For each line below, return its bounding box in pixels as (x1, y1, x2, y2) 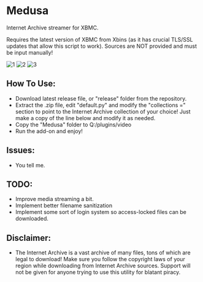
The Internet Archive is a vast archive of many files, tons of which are (15, 249, 191, 256)
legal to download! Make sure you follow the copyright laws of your (15, 256, 185, 263)
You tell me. (15, 161, 45, 169)
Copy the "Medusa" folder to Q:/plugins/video (15, 121, 132, 128)
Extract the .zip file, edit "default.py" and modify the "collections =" (15, 101, 186, 109)
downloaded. (15, 215, 49, 223)
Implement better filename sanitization (15, 202, 113, 209)
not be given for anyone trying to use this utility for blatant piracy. (15, 269, 181, 276)
